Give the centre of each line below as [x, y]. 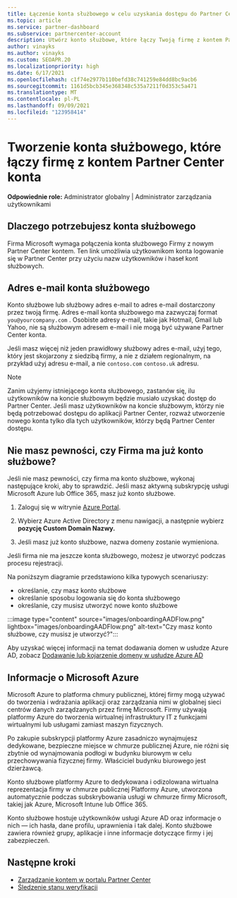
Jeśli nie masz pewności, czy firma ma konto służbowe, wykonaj [101, 479]
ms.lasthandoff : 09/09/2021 [49, 106]
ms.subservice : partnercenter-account [64, 34]
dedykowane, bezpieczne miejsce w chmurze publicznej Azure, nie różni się [118, 746]
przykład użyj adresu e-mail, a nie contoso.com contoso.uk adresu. [103, 363]
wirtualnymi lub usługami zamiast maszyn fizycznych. [85, 724]
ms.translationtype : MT [42, 92]
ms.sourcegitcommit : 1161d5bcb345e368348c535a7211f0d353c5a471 [102, 86]
